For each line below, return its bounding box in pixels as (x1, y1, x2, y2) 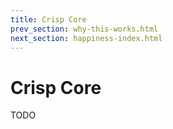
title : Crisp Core (10, 14, 87, 25)
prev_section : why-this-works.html (10, 24, 159, 34)
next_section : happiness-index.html (10, 33, 163, 43)
